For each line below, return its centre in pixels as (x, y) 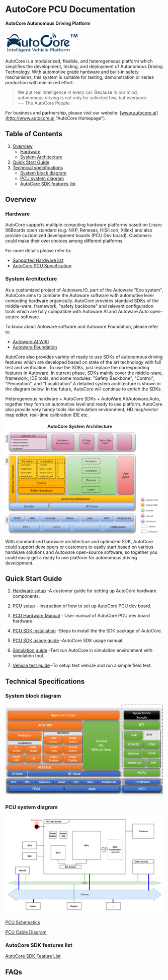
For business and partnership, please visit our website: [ (63, 112)
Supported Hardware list (38, 260)
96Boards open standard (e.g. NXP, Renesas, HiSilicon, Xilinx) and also (79, 230)
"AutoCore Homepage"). (81, 118)
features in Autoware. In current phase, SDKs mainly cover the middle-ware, (84, 373)
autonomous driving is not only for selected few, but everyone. (82, 97)
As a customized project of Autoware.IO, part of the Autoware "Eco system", (84, 290)
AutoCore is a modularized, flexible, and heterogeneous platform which (79, 61)
